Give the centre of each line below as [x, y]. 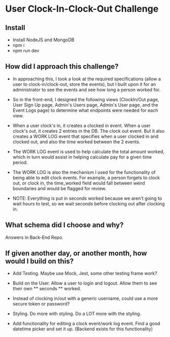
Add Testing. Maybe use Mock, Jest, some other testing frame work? [85, 273]
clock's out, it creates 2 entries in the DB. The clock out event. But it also [89, 131]
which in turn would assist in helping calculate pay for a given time [82, 157]
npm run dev [26, 51]
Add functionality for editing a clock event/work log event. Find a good [86, 324]
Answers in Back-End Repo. [34, 237]
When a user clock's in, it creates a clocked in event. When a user [81, 126]
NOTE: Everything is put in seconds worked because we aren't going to [87, 198]
